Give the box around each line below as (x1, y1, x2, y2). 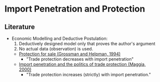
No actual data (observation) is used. (18, 46, 93, 51)
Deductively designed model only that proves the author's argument (18, 41, 156, 47)
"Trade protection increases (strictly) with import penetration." (26, 72, 151, 77)
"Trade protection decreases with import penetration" (26, 56, 134, 62)
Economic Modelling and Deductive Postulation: (11, 35, 108, 41)
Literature (4, 23, 35, 31)
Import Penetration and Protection (4, 3, 145, 15)
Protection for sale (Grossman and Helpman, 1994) (18, 51, 121, 57)
